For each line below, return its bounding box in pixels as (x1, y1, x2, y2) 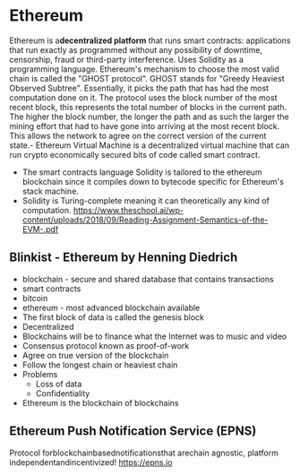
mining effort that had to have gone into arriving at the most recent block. (9, 120, 280, 131)
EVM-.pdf (21, 223, 59, 234)
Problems (21, 368, 58, 379)
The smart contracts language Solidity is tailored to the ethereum (21, 167, 262, 177)
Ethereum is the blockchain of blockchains (21, 397, 179, 408)
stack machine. (21, 186, 79, 196)
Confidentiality (35, 387, 90, 399)
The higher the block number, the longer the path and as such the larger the (9, 111, 289, 122)
